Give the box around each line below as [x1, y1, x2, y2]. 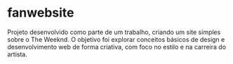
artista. [7, 50, 28, 58]
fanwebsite [7, 5, 74, 21]
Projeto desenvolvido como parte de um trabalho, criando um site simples [7, 28, 221, 36]
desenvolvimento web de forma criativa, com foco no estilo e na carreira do [7, 42, 227, 51]
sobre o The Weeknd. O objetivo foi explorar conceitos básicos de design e [7, 35, 225, 43]
